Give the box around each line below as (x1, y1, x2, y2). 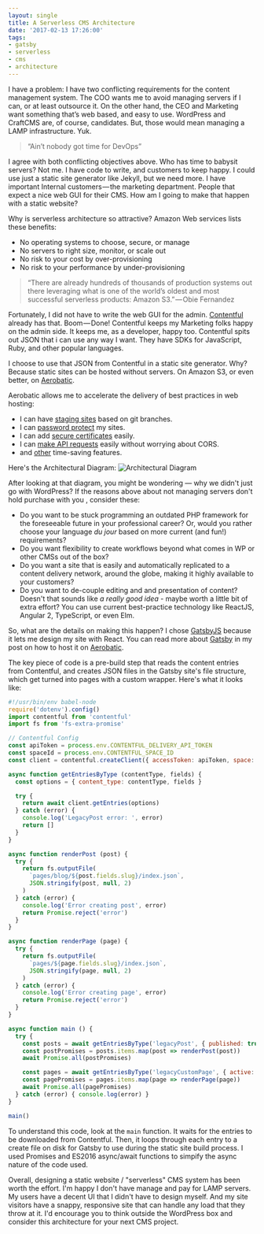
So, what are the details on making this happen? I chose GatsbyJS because (8, 625, 251, 635)
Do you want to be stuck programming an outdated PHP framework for (19, 510, 249, 520)
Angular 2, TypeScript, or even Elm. (19, 610, 135, 620)
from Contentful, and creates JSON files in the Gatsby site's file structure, (8, 666, 247, 676)
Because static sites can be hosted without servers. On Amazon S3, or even (8, 367, 254, 376)
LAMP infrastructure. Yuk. (8, 126, 92, 135)
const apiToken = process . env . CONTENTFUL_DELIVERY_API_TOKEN (8, 742, 213, 750)
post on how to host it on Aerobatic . (8, 643, 124, 652)
